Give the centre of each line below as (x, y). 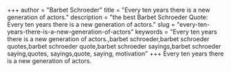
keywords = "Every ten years (176, 32)
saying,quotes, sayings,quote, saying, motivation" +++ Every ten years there (115, 53)
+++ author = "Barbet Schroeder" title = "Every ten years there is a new (109, 10)
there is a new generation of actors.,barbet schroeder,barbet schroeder (108, 39)
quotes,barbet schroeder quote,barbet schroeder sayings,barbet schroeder (114, 46)
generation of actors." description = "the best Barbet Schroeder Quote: (108, 17)
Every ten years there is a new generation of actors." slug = (91, 24)
